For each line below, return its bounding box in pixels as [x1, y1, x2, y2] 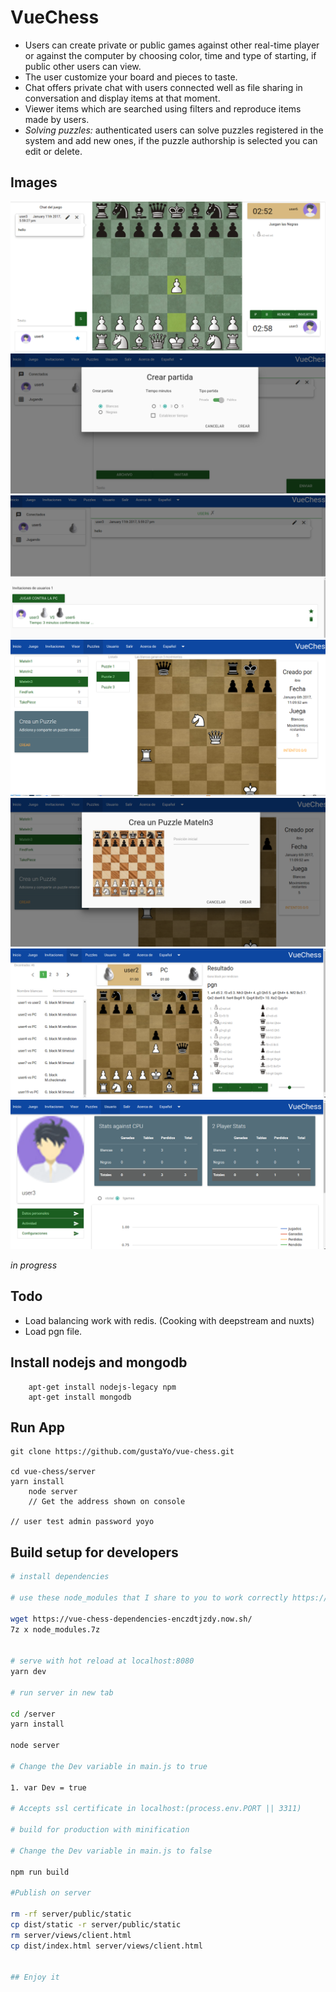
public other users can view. [24, 60, 142, 72]
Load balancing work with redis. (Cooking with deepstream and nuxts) [24, 1314, 315, 1326]
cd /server [10, 1709, 56, 1719]
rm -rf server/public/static [10, 1909, 132, 1920]
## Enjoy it [10, 1972, 60, 1983]
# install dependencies [10, 1572, 110, 1582]
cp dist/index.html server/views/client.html [10, 1941, 203, 1951]
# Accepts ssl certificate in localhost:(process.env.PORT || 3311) [10, 1804, 302, 1814]
